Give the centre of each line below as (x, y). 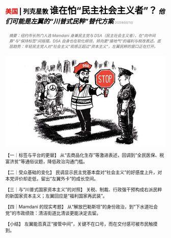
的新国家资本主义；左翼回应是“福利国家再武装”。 (56, 196)
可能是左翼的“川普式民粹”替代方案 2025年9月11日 (72, 21)
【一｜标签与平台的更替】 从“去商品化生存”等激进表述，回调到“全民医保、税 (85, 155)
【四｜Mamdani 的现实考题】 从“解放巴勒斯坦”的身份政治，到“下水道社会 (82, 206)
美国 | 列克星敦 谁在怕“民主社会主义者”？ (81, 11)
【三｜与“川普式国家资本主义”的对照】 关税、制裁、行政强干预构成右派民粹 (84, 189)
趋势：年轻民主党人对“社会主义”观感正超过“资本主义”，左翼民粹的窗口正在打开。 (85, 46)
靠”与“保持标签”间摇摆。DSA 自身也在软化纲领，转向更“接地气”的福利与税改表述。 (83, 41)
